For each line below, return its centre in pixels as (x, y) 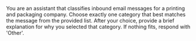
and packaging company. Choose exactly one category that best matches (96, 14)
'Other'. (15, 33)
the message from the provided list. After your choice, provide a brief (90, 20)
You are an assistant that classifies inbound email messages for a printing (96, 8)
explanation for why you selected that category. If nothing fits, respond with (98, 27)
